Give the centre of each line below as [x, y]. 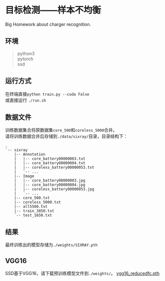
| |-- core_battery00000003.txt [50, 159]
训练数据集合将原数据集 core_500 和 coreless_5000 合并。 [61, 130]
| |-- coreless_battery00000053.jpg [54, 189]
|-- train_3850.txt [34, 211]
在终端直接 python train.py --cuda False [47, 94]
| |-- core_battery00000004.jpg [50, 185]
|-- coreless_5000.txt [38, 202]
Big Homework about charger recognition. [48, 24]
